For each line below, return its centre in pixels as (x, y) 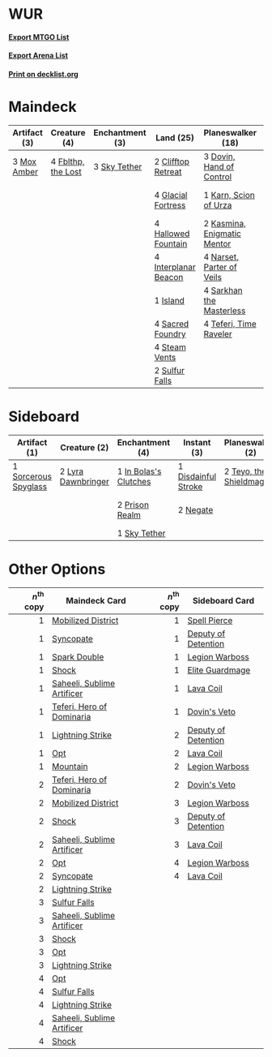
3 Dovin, (219, 157)
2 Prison (133, 505)
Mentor (217, 243)
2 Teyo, (238, 471)
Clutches (134, 481)
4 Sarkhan (223, 290)
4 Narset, (221, 256)
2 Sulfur (169, 370)
